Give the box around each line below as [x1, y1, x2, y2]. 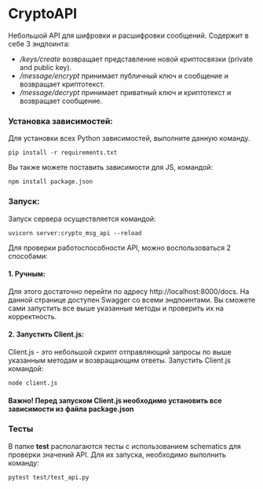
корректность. [8, 311, 57, 321]
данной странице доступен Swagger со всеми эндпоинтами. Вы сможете [8, 295, 256, 304]
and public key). [19, 62, 72, 72]
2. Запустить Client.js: [8, 329, 85, 339]
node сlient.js [8, 379, 58, 387]
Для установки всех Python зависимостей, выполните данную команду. [8, 134, 250, 143]
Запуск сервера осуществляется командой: [8, 214, 156, 223]
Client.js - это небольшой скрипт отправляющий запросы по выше [8, 347, 232, 356]
